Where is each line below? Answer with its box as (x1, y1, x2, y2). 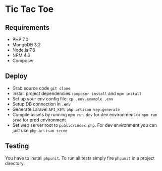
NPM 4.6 (12, 52, 31, 58)
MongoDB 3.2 (12, 42, 41, 48)
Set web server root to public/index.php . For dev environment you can (12, 122, 157, 128)
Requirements (5, 23, 50, 32)
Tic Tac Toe (5, 3, 54, 15)
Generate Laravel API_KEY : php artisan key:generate (12, 106, 120, 112)
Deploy (5, 72, 28, 81)
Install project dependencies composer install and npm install (12, 90, 142, 96)
